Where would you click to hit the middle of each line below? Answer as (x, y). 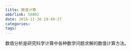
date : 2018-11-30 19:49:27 (34, 19)
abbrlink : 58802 (22, 14)
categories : (18, 24)
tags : (11, 28)
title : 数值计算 (21, 10)
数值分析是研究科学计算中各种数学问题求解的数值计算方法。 (67, 43)
